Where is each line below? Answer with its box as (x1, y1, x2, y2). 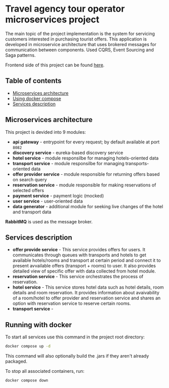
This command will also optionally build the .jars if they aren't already (5, 353, 149, 359)
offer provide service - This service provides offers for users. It (12, 247, 145, 253)
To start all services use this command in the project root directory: (5, 334, 145, 340)
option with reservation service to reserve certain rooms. (12, 300, 131, 306)
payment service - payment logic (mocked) (12, 192, 104, 199)
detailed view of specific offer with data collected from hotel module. (12, 268, 156, 274)
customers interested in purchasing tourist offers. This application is (5, 36, 147, 42)
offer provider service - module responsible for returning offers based (12, 171, 160, 177)
